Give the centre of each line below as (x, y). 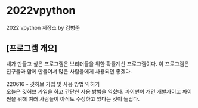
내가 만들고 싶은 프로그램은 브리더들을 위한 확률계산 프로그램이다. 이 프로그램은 (98, 64)
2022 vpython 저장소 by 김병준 (43, 27)
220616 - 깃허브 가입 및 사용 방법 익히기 (53, 84)
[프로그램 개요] (32, 48)
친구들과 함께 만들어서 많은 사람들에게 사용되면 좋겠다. (69, 71)
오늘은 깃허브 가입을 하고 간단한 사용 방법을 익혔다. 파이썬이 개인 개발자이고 (94, 91)
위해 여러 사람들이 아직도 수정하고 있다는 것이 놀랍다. (78, 98)
